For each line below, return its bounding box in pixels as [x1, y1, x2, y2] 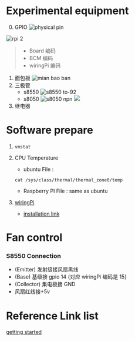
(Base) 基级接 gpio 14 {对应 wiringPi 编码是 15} [14, 273, 127, 280]
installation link [23, 210, 60, 217]
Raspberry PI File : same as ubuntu [23, 187, 108, 194]
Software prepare [6, 124, 94, 137]
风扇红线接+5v [14, 288, 50, 295]
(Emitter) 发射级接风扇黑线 [14, 266, 79, 273]
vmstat [14, 144, 31, 150]
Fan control [6, 231, 63, 244]
